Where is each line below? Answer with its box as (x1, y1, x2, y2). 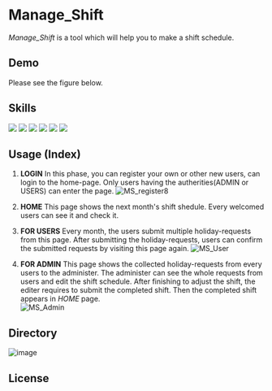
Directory (8, 326, 58, 340)
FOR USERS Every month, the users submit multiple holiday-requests (19, 226, 252, 237)
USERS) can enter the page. (19, 186, 114, 196)
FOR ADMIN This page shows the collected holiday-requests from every (19, 259, 262, 269)
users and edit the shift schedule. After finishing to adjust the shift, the (19, 276, 256, 286)
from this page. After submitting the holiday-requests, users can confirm (19, 235, 263, 245)
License (8, 371, 50, 385)
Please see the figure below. (8, 77, 103, 87)
